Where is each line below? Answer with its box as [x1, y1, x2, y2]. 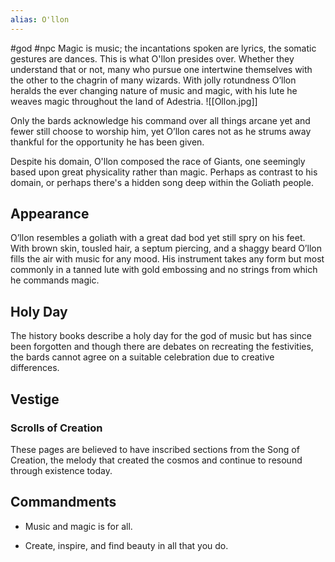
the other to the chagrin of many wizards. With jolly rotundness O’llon [10, 74, 297, 86]
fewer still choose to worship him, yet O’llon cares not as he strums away [10, 125, 312, 137]
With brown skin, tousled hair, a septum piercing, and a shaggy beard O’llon [10, 242, 322, 255]
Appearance [10, 206, 90, 223]
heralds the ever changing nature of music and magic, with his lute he [10, 84, 298, 96]
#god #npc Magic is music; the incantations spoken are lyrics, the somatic [10, 42, 317, 54]
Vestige [10, 391, 60, 408]
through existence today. [10, 464, 113, 476]
